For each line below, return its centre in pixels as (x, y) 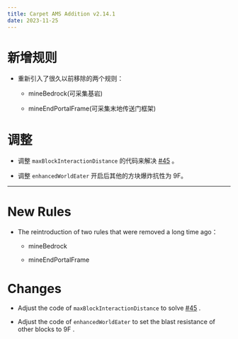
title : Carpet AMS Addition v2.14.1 (61, 14)
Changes (34, 288)
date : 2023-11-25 (33, 21)
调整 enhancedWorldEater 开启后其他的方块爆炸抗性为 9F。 (102, 176)
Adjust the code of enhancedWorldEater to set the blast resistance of (117, 322)
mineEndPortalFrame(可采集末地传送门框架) (92, 109)
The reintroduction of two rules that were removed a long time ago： (118, 232)
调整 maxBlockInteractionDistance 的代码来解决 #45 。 (98, 161)
